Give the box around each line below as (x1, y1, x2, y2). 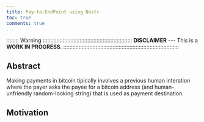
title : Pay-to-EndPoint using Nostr (6, 8, 100, 15)
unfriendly (6, 90, 32, 97)
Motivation (6, 107, 49, 118)
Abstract (6, 61, 41, 71)
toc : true (6, 15, 32, 21)
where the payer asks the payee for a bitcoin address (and (6, 83, 154, 91)
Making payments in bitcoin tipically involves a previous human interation (6, 77, 191, 84)
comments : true (6, 20, 45, 26)
